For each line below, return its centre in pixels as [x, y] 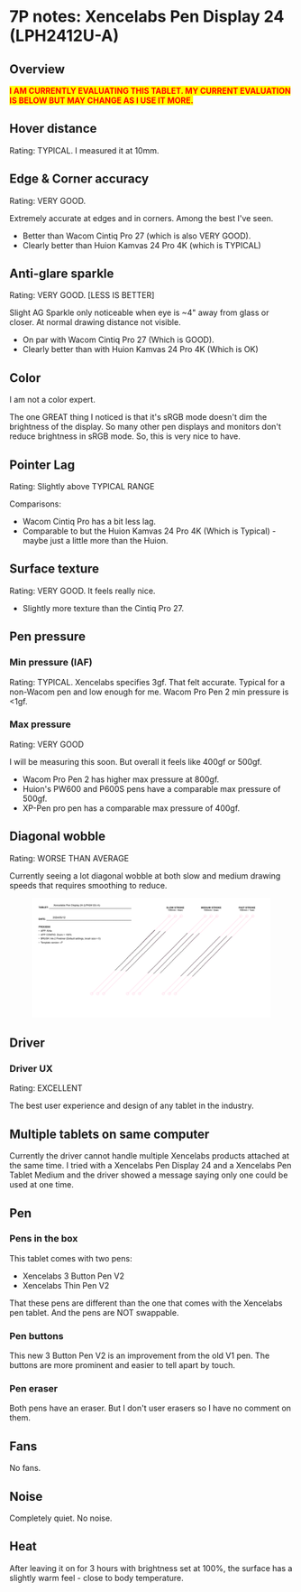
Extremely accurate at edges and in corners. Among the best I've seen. [141, 218]
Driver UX [31, 1068]
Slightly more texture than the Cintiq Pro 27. [103, 608]
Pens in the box [44, 1239]
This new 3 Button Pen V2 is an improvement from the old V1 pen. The [140, 1355]
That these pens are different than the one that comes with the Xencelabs [146, 1303]
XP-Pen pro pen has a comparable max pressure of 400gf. [131, 808]
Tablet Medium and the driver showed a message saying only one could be [149, 1175]
